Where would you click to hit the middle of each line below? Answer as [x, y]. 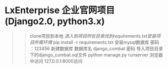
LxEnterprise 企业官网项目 [60, 10]
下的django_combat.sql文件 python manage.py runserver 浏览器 [96, 55]
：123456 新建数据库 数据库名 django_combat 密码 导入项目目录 [96, 48]
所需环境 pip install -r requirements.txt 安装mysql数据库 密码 [97, 42]
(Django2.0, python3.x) [55, 21]
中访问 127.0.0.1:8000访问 [56, 61]
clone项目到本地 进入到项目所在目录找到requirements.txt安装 [93, 36]
